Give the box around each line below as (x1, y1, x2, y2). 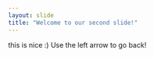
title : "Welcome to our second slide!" (8, 19, 138, 27)
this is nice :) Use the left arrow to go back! (8, 40, 147, 49)
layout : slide (8, 11, 55, 20)
